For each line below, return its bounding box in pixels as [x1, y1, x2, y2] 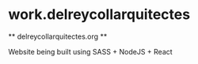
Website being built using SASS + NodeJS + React [8, 47, 173, 56]
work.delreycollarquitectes [8, 6, 191, 24]
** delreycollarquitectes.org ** [8, 32, 108, 41]
